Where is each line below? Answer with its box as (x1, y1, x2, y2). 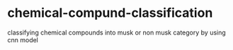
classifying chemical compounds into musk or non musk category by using (7, 28, 227, 37)
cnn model (7, 35, 39, 44)
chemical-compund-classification (7, 5, 213, 21)
